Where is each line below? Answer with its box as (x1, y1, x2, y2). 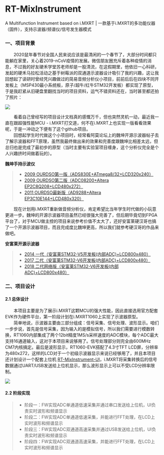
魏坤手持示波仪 (5, 161, 35, 167)
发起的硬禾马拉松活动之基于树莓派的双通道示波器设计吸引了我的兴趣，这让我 (5, 70, 159, 76)
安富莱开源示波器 (5, 241, 40, 247)
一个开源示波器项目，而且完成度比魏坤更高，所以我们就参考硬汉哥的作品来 (9, 225, 159, 230)
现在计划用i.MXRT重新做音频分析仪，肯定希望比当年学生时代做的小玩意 (13, 206, 157, 212)
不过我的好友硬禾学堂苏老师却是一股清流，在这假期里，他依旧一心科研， (13, 64, 159, 70)
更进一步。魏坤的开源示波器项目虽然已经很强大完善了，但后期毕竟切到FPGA (5, 212, 158, 218)
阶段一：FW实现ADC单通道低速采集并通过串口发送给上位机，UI (24, 402, 152, 408)
